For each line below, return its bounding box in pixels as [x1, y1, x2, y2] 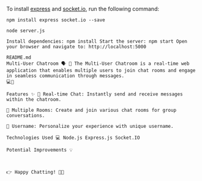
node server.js [6, 28, 45, 34]
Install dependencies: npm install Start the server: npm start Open [6, 39, 188, 45]
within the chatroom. [6, 97, 62, 103]
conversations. [6, 113, 45, 119]
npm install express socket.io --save [6, 17, 105, 23]
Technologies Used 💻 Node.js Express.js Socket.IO [6, 135, 140, 141]
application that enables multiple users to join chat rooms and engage [6, 67, 196, 73]
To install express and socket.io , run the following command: [6, 6, 159, 12]
